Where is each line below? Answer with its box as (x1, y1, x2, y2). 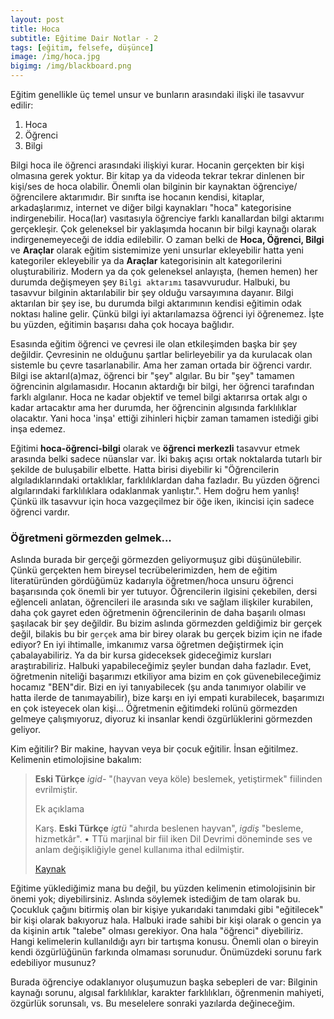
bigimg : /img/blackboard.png (10, 61, 132, 71)
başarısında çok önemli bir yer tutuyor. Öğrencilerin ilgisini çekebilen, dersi (10, 586, 318, 598)
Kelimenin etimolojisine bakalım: (10, 754, 142, 766)
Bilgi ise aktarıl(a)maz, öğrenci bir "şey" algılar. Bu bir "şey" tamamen (10, 370, 295, 381)
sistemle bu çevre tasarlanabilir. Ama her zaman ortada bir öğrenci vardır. (10, 359, 313, 371)
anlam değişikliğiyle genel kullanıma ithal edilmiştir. (34, 844, 245, 856)
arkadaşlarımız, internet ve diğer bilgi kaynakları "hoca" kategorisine (10, 202, 292, 213)
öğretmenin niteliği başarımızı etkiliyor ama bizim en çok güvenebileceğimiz (10, 671, 322, 683)
